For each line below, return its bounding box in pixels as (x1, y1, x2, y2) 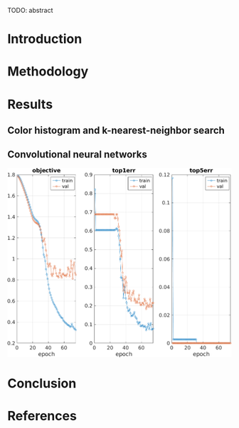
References (7, 408, 77, 424)
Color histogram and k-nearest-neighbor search (7, 124, 225, 136)
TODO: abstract (7, 6, 53, 14)
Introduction (7, 31, 83, 47)
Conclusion (7, 375, 77, 392)
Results (7, 96, 53, 113)
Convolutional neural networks (7, 149, 147, 161)
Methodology (7, 63, 89, 80)
